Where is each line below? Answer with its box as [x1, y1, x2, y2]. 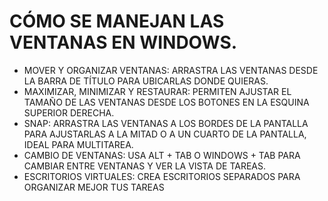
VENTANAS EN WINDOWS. [9, 31, 238, 54]
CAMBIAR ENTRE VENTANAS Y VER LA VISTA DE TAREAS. [23, 160, 267, 172]
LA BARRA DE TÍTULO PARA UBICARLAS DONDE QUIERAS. [23, 75, 269, 87]
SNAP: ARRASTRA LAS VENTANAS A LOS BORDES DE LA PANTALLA [23, 117, 309, 129]
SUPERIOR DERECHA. [23, 106, 115, 119]
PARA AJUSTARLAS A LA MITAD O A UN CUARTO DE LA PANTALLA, [23, 128, 307, 140]
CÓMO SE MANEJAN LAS [9, 10, 225, 33]
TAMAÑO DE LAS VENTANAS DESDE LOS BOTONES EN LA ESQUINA [23, 96, 310, 108]
